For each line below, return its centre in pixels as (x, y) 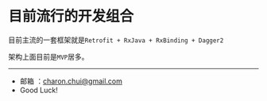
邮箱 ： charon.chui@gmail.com (71, 81)
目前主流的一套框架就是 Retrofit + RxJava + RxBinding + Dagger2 (116, 40)
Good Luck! (39, 90)
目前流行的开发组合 (71, 16)
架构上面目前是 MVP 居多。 (48, 56)
